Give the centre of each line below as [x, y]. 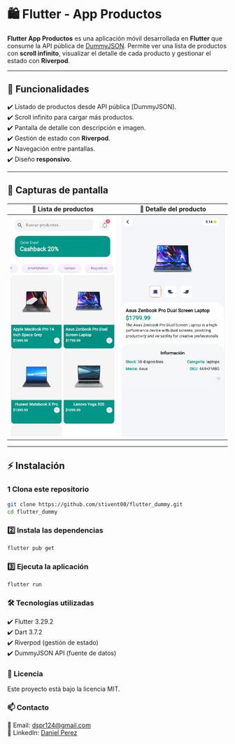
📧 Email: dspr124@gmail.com [49, 725]
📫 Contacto [28, 707]
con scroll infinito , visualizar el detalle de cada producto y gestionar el [109, 53]
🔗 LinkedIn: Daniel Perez [42, 733]
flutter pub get [31, 548]
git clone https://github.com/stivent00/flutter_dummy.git [95, 505]
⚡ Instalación [36, 466]
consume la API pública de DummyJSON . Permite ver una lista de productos [117, 45]
